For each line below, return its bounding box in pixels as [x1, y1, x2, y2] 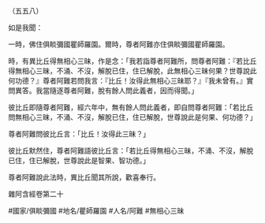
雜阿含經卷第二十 [8, 189, 64, 199]
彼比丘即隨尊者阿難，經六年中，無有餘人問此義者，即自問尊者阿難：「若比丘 [8, 102, 254, 112]
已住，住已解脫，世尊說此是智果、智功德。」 [8, 156, 150, 165]
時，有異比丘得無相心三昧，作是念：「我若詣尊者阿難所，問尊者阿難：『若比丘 [8, 57, 257, 65]
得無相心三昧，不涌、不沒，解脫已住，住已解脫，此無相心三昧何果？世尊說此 [8, 66, 257, 76]
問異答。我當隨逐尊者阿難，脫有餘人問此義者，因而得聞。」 [8, 86, 199, 95]
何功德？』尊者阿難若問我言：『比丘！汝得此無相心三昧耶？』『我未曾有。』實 [8, 76, 254, 85]
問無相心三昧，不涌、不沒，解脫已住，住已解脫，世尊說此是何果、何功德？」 [8, 113, 257, 121]
